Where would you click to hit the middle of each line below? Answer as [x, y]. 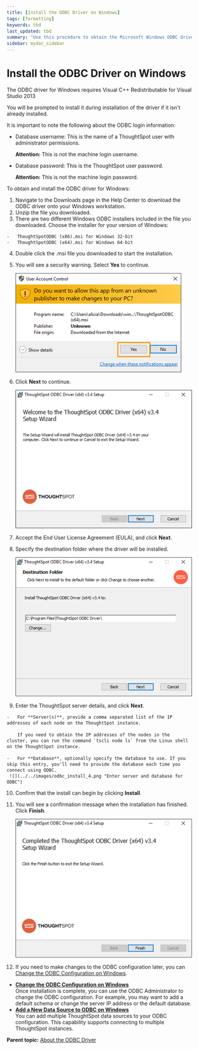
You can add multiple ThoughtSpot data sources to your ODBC [91, 1016]
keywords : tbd [24, 25]
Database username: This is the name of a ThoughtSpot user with [95, 136]
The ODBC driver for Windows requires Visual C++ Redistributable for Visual [99, 90]
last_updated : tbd [29, 31]
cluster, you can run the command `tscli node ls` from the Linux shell [98, 741]
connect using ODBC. [32, 770]
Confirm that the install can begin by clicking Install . [78, 792]
